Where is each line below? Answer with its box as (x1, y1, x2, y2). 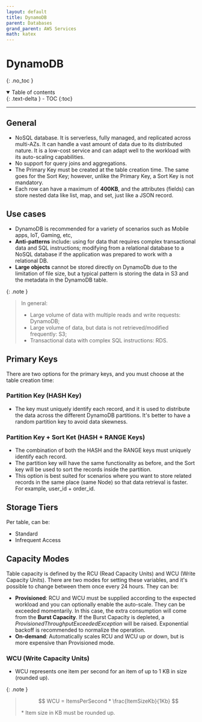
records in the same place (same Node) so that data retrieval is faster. (14, 479, 188, 486)
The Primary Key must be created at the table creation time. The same (14, 166, 189, 173)
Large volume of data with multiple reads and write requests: (29, 311, 181, 318)
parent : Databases (6, 20, 52, 26)
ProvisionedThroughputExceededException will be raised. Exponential (14, 620, 189, 627)
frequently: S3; (29, 330, 67, 338)
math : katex (6, 31, 36, 37)
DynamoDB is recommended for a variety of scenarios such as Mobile (14, 225, 189, 232)
